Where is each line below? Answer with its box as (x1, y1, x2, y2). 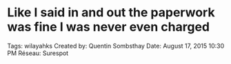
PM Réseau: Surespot (7, 49, 69, 57)
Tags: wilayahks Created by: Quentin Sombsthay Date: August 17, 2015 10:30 (7, 42, 225, 50)
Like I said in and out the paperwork (7, 5, 215, 20)
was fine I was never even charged (7, 19, 210, 35)
